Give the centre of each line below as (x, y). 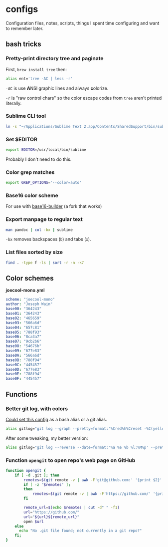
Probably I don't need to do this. (39, 159)
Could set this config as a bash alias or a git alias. (57, 419)
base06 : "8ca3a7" (24, 337)
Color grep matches (30, 172)
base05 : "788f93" (24, 332)
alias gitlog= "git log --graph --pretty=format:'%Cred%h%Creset (74, 429)
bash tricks (23, 44)
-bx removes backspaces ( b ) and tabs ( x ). (48, 239)
